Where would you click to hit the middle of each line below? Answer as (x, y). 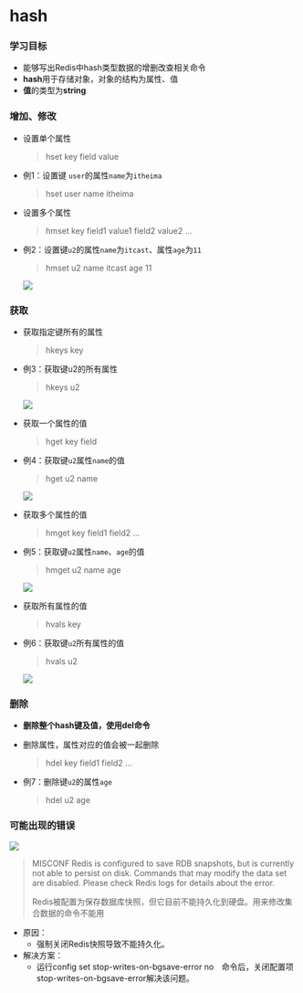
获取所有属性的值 (55, 606)
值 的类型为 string (54, 90)
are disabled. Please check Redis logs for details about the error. (153, 882)
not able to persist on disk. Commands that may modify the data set (159, 872)
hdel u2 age (68, 800)
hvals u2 (61, 661)
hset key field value (82, 156)
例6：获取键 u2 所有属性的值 (73, 643)
